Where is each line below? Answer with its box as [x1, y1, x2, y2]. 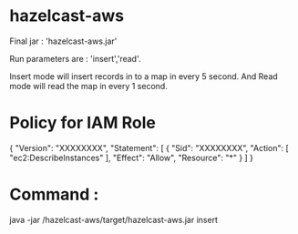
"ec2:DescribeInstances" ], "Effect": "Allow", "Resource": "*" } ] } [9, 152, 253, 163]
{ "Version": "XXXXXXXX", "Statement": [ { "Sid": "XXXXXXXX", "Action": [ [9, 142, 289, 153]
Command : [9, 184, 99, 205]
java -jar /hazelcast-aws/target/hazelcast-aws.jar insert [9, 214, 219, 225]
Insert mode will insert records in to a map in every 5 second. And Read [9, 70, 278, 82]
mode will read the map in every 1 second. [9, 80, 169, 91]
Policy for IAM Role [9, 113, 157, 133]
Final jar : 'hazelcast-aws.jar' [9, 36, 118, 46]
